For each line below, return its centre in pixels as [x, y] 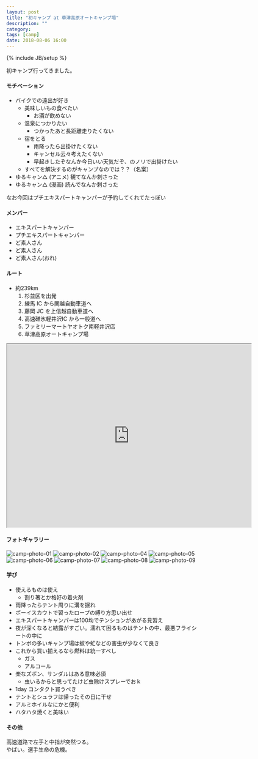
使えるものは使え [37, 590]
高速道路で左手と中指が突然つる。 [49, 742]
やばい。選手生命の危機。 [38, 750]
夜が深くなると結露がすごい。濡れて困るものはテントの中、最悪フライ [103, 628]
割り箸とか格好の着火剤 [54, 597]
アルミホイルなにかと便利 [47, 705]
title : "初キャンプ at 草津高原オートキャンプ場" [63, 18]
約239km [27, 288]
